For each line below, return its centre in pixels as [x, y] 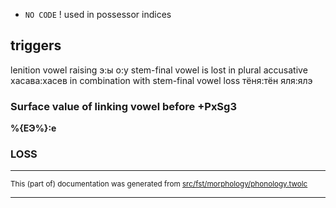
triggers [36, 45]
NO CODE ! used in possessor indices [98, 14]
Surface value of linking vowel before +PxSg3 [123, 106]
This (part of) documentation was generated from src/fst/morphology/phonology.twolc [159, 184]
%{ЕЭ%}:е [33, 128]
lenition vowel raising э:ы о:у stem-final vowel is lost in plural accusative [159, 70]
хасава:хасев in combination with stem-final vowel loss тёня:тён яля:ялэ [161, 80]
